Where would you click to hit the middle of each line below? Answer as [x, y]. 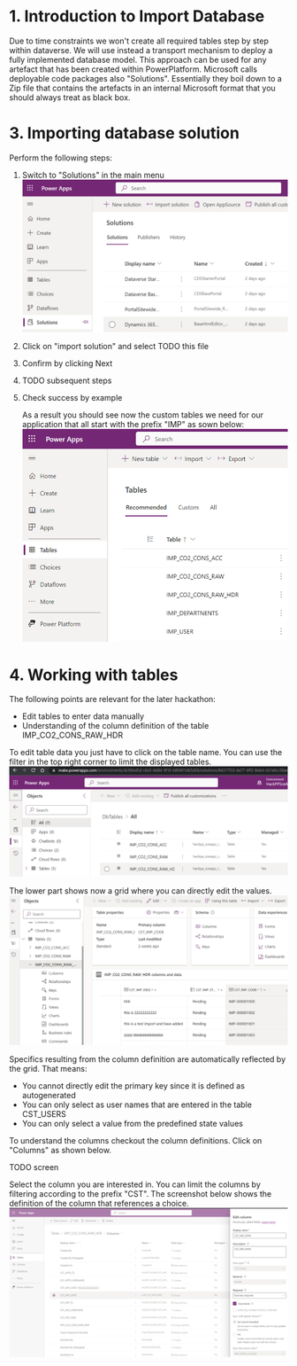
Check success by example [72, 397]
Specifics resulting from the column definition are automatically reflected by [148, 1059]
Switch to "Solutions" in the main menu [93, 175]
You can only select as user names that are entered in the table [137, 1105]
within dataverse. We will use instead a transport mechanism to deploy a [141, 50]
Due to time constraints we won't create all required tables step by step [139, 41]
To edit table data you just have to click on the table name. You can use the [146, 753]
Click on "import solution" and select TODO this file [115, 346]
